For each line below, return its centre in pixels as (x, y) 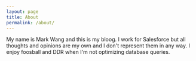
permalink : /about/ (30, 23)
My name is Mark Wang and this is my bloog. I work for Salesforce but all (96, 40)
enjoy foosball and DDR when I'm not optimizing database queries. (88, 52)
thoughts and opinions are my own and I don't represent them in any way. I (98, 46)
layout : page (22, 12)
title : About (22, 17)
